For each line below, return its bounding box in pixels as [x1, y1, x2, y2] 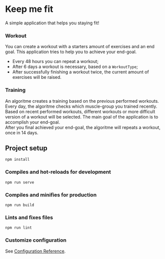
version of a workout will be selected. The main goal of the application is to [5, 114, 159, 120]
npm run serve [5, 180, 35, 185]
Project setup [5, 144, 48, 152]
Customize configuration [5, 237, 67, 244]
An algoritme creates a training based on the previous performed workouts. [5, 98, 160, 104]
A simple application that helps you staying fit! [5, 20, 100, 26]
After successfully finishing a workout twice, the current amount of [12, 69, 149, 75]
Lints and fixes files [5, 214, 54, 221]
